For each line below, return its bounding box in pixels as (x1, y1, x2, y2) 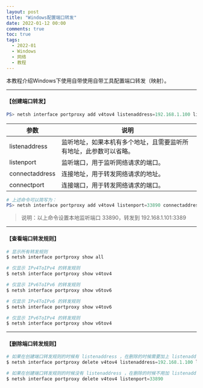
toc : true (6, 31, 31, 38)
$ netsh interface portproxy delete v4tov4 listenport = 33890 (6, 376, 164, 382)
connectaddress (9, 169, 56, 177)
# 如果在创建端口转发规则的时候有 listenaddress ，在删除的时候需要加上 (6, 353, 169, 360)
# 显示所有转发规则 (6, 249, 48, 255)
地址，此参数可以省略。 (67, 146, 134, 155)
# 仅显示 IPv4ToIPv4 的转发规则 (6, 265, 80, 271)
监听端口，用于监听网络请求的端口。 (61, 158, 164, 166)
